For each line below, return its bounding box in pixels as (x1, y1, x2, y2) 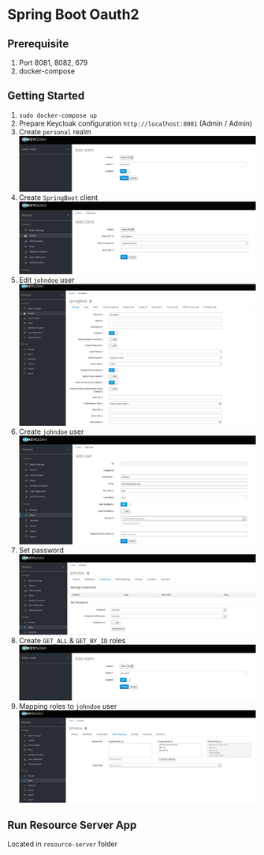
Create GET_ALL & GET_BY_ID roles (18, 636, 126, 646)
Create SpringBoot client (18, 192, 99, 202)
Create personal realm (18, 126, 91, 136)
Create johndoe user (18, 427, 84, 436)
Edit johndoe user (18, 275, 75, 285)
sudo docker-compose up (18, 111, 98, 119)
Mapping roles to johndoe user (18, 702, 117, 711)
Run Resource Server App (7, 818, 137, 831)
